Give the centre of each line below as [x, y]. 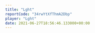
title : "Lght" [20, 9]
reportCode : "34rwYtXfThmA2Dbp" [39, 14]
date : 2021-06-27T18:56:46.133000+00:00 [48, 23]
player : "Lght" [21, 18]
